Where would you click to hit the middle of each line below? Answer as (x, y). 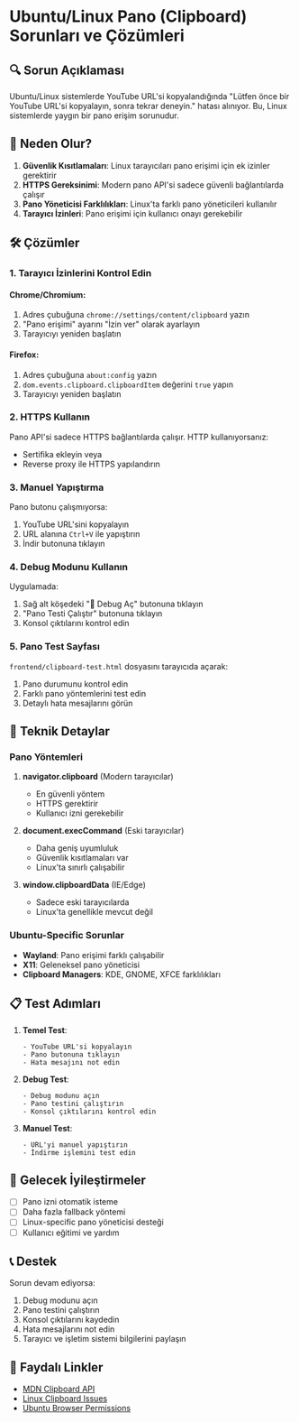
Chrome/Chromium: (48, 294)
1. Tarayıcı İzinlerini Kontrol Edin (81, 273)
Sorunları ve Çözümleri (97, 36)
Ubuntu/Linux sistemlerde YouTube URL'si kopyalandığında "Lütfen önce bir (149, 96)
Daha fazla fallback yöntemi (74, 1212)
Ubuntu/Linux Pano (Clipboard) (128, 17)
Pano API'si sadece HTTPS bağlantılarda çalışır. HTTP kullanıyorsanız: (139, 437)
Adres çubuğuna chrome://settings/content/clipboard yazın (136, 315)
